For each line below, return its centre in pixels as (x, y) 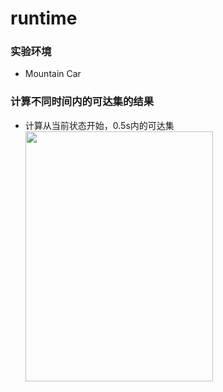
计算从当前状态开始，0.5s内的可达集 (99, 125)
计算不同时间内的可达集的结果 (82, 102)
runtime (44, 18)
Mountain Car (53, 74)
